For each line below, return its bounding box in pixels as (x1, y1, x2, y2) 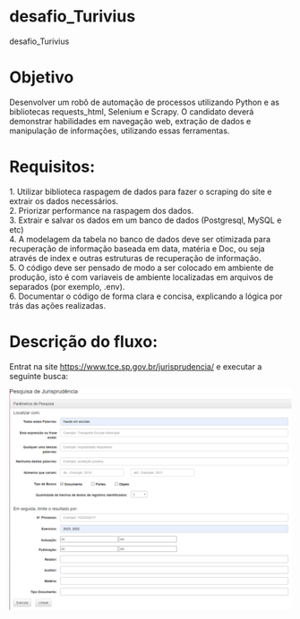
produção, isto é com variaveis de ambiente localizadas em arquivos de (9, 271, 274, 283)
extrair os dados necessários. (9, 195, 119, 207)
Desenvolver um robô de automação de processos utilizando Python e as (9, 97, 280, 107)
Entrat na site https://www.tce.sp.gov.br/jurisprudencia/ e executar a (9, 360, 262, 372)
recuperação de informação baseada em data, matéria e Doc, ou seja (9, 243, 266, 254)
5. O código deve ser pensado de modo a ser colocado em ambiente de (9, 262, 274, 273)
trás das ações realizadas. (9, 300, 106, 310)
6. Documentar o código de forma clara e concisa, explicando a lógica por (9, 291, 283, 301)
